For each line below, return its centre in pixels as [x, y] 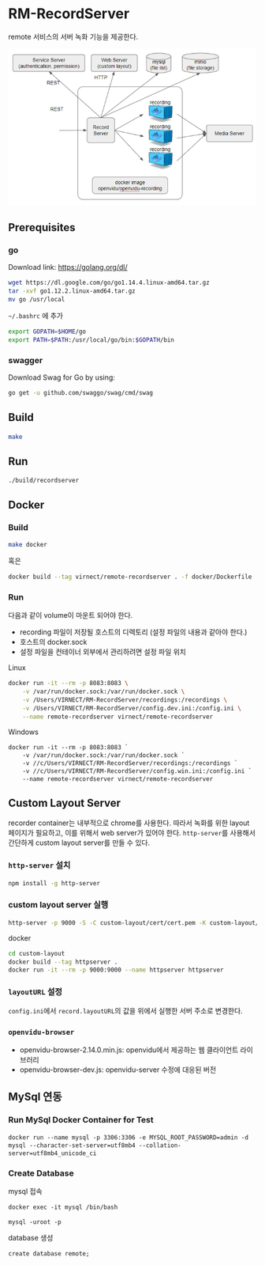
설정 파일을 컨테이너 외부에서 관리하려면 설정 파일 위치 [103, 652]
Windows [24, 732]
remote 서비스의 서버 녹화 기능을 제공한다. [73, 36]
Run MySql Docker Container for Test [81, 1120]
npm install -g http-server [54, 883]
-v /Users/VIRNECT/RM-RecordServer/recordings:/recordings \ [125, 700]
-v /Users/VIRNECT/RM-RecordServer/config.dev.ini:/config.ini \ [132, 708]
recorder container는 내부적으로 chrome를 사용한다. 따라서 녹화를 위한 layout [129, 823]
